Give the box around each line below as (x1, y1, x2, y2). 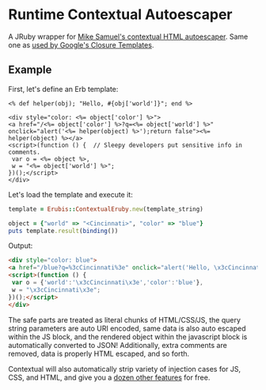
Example (8, 63, 52, 77)
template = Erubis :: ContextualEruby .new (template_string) (8, 205, 203, 213)
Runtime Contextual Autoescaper (8, 6, 233, 24)
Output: (8, 241, 33, 250)
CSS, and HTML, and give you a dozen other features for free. (8, 373, 211, 382)
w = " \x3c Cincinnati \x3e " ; (11, 285, 101, 294)
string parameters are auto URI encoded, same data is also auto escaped (8, 323, 246, 333)
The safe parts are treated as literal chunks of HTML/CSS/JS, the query (8, 315, 241, 324)
